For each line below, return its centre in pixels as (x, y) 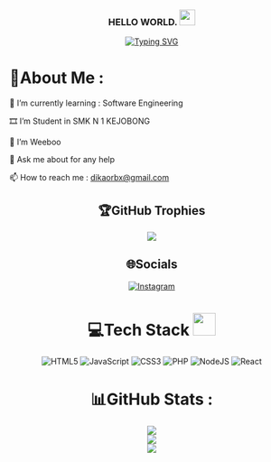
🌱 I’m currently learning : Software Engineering (96, 103)
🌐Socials (152, 265)
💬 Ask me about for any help (62, 160)
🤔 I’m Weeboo (35, 142)
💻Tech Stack (138, 330)
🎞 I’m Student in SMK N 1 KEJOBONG (80, 121)
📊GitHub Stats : (152, 399)
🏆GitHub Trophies (152, 211)
